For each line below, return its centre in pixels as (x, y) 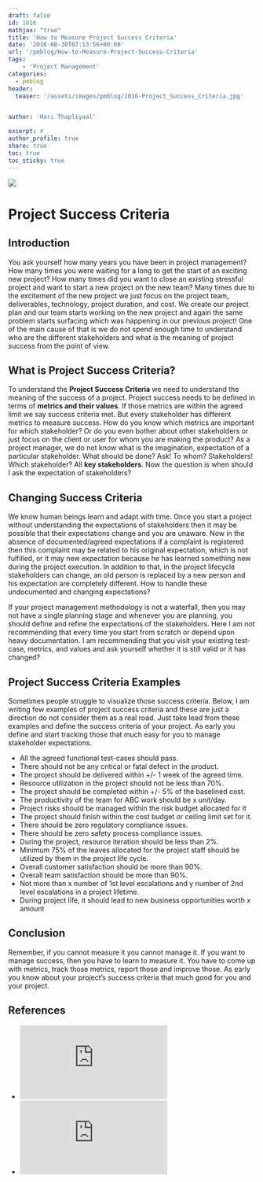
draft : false (29, 15)
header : (21, 89)
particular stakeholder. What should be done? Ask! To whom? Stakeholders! (131, 456)
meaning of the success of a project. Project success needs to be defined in (131, 397)
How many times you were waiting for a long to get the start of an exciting (128, 270)
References (37, 1011)
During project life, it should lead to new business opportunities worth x (135, 900)
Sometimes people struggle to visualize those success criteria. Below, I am (129, 700)
